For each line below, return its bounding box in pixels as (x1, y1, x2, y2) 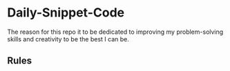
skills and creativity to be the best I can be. (7, 34, 130, 43)
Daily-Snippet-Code (7, 5, 125, 21)
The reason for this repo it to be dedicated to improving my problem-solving (7, 28, 224, 36)
